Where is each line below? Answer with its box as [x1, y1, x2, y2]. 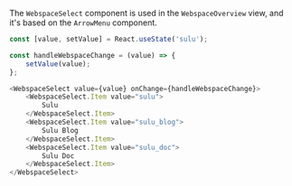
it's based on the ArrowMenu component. [9, 17, 158, 28]
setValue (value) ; [25, 59, 91, 69]
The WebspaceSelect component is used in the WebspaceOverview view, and [9, 8, 284, 18]
